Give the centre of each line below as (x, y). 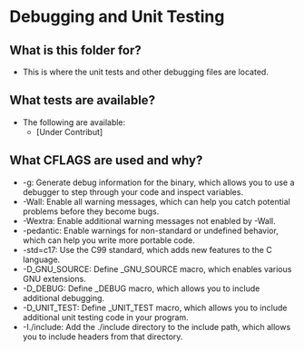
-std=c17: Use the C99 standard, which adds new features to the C (147, 249)
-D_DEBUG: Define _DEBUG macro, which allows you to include (141, 288)
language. (41, 259)
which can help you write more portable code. (108, 240)
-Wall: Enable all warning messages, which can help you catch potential (156, 201)
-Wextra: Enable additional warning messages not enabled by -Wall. (149, 220)
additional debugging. (64, 297)
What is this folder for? (76, 50)
